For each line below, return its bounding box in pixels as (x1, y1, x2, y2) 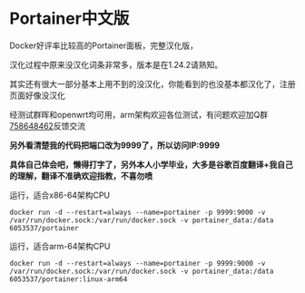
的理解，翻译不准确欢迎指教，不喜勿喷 (9, 170, 152, 181)
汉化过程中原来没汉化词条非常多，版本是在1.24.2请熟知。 (9, 59, 223, 70)
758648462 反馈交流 (9, 120, 86, 132)
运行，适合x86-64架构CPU (9, 190, 111, 200)
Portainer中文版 (9, 8, 130, 29)
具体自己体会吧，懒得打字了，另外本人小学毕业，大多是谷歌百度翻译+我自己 (9, 159, 293, 170)
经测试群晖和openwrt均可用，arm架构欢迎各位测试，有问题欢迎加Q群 (9, 109, 269, 120)
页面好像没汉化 (9, 90, 65, 101)
